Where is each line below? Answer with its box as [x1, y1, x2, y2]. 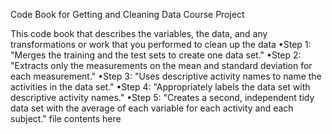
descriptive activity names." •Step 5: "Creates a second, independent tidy [10, 92, 315, 103]
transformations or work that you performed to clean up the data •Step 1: [10, 39, 312, 50]
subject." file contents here [10, 113, 122, 124]
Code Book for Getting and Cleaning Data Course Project [10, 9, 245, 20]
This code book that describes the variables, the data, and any [10, 28, 268, 39]
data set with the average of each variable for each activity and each [10, 102, 294, 114]
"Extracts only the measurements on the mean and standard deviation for [10, 60, 313, 71]
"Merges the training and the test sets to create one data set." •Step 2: [10, 49, 302, 61]
